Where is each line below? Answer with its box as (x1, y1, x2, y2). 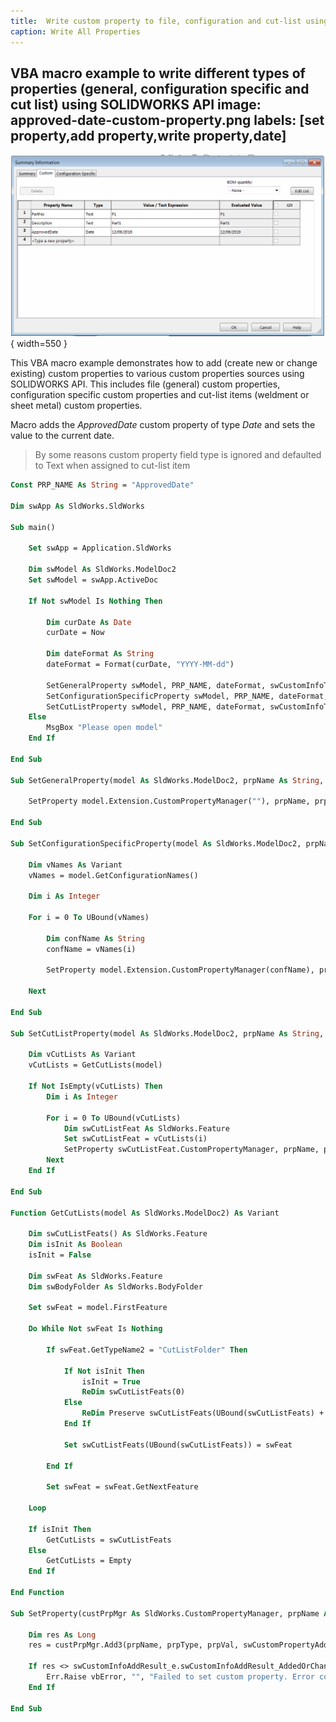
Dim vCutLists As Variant (28, 1050, 137, 1060)
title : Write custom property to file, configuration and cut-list (10, 16, 302, 26)
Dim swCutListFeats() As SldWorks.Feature (28, 1229, 208, 1239)
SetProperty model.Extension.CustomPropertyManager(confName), (46, 965, 315, 975)
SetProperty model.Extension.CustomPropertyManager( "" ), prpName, (28, 796, 311, 807)
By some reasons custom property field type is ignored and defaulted (34, 449, 322, 461)
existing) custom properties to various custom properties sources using (10, 368, 305, 380)
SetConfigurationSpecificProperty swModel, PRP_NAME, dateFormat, (46, 691, 329, 701)
